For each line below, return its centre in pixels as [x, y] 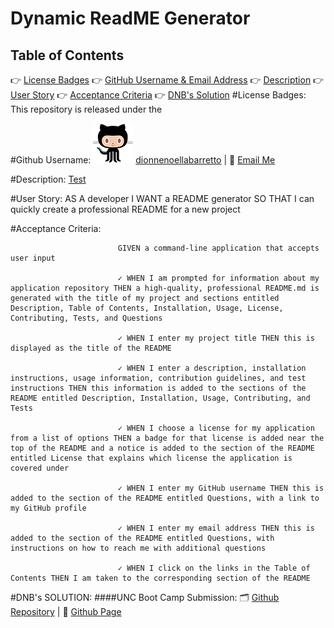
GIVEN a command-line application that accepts [218, 248]
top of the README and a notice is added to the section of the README [162, 448]
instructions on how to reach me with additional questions [138, 548]
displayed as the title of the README [91, 348]
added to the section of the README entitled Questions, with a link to [165, 498]
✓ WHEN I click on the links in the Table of [214, 568]
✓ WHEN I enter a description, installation [212, 368]
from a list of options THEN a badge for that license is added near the [167, 438]
